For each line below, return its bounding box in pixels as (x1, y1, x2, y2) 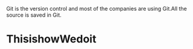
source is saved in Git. (6, 11, 62, 19)
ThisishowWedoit (6, 32, 97, 46)
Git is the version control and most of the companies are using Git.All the (6, 5, 188, 12)
